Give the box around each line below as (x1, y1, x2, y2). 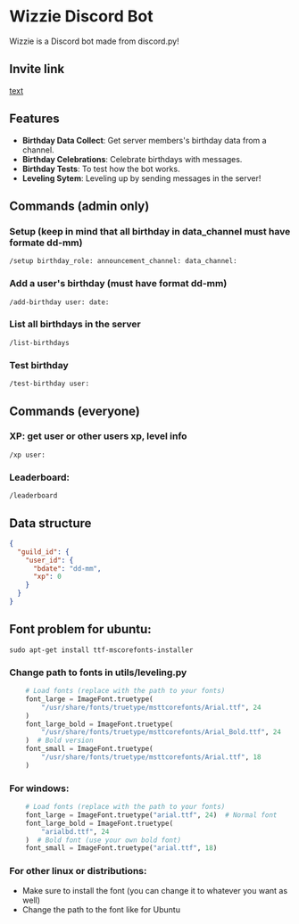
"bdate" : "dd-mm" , (32, 564, 102, 573)
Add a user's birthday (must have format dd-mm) (9, 277, 228, 290)
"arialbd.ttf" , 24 (41, 827, 110, 836)
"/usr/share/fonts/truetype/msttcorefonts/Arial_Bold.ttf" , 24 (41, 728, 281, 737)
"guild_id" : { (17, 547, 70, 557)
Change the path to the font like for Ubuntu (21, 903, 181, 915)
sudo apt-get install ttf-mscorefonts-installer (9, 645, 194, 655)
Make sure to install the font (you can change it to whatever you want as (21, 885, 288, 895)
